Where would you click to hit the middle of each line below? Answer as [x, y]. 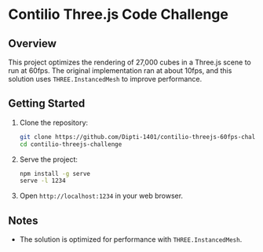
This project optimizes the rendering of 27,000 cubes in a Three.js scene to [130, 62]
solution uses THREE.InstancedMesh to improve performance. [105, 79]
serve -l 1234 [42, 181]
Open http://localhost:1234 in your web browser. [101, 196]
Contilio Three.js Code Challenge [119, 15]
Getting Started [47, 104]
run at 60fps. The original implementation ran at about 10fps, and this [120, 71]
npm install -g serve [55, 173]
